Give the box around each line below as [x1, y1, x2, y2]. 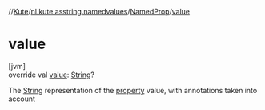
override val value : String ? [8, 70, 94, 79]
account [8, 94, 36, 104]
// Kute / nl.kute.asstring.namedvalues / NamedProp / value [8, 7, 191, 16]
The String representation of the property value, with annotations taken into [8, 85, 258, 95]
